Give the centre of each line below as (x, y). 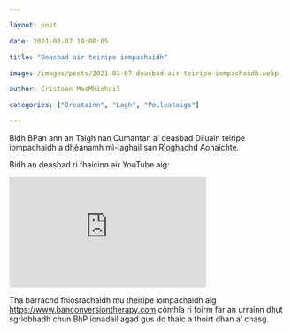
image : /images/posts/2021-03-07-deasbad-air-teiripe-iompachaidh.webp (144, 73)
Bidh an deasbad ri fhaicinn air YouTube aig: (89, 164)
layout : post (33, 25)
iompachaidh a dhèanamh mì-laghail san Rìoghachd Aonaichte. (124, 147)
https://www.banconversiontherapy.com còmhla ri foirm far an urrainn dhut (146, 310)
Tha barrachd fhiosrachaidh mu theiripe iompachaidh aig (113, 300)
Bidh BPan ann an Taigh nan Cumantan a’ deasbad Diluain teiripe (127, 138)
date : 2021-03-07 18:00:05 (59, 41)
